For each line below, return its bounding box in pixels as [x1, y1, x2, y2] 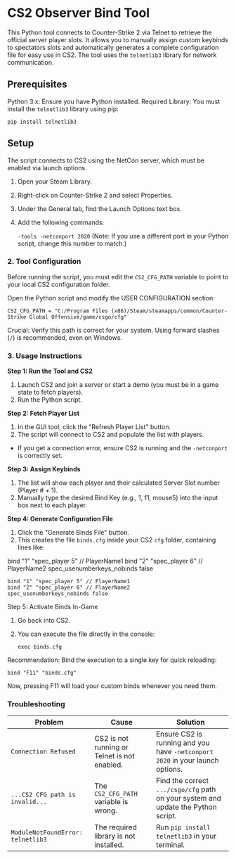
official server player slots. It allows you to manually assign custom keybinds [7, 35, 228, 44]
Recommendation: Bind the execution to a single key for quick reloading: [7, 656, 217, 664]
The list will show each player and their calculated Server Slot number [17, 478, 220, 487]
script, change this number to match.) [17, 239, 127, 248]
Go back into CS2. [17, 616, 70, 625]
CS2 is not [94, 734, 129, 744]
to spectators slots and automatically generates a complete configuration [7, 43, 219, 51]
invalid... [11, 798, 47, 806]
